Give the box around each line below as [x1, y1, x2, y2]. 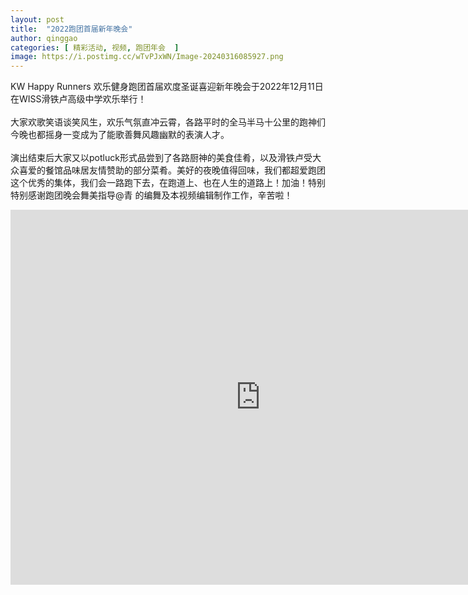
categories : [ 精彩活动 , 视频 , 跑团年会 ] [10, 42, 180, 53]
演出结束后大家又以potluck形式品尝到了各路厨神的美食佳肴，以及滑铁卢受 [10, 152, 313, 164]
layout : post [10, 14, 65, 25]
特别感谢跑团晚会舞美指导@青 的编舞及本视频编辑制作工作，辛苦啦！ [10, 189, 293, 201]
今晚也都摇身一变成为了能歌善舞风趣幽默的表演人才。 [10, 129, 230, 141]
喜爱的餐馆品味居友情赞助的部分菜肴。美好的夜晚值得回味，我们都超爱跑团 [18, 164, 326, 176]
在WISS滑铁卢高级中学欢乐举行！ [10, 93, 147, 105]
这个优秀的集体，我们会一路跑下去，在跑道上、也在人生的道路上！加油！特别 [10, 177, 326, 189]
